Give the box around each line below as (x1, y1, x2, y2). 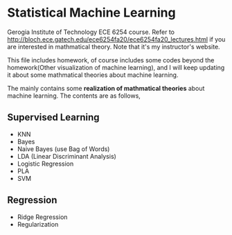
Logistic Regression (17, 159, 74, 168)
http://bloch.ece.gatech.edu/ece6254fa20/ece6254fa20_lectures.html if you (7, 35, 226, 43)
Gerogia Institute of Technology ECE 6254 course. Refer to (7, 28, 175, 36)
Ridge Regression (17, 213, 68, 221)
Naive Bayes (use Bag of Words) (17, 144, 110, 153)
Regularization (17, 220, 59, 228)
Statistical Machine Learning (7, 5, 176, 21)
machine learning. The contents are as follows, (7, 92, 141, 100)
